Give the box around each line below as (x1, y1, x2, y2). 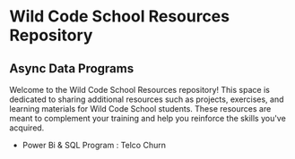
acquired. (9, 122, 45, 133)
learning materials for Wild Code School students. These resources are (9, 104, 272, 113)
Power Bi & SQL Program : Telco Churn (22, 140, 166, 150)
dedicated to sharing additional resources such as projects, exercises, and (9, 94, 284, 105)
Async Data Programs (9, 61, 134, 76)
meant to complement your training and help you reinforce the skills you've (9, 113, 287, 123)
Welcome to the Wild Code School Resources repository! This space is (9, 85, 271, 95)
